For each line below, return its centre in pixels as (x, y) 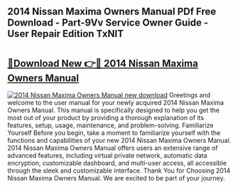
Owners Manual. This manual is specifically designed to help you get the (114, 110)
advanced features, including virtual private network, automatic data (107, 155)
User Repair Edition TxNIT (66, 34)
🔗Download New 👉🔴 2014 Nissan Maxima (103, 63)
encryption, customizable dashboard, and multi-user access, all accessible (117, 163)
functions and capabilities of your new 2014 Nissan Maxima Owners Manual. (119, 140)
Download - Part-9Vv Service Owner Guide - (108, 23)
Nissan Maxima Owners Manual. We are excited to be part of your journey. (116, 178)
